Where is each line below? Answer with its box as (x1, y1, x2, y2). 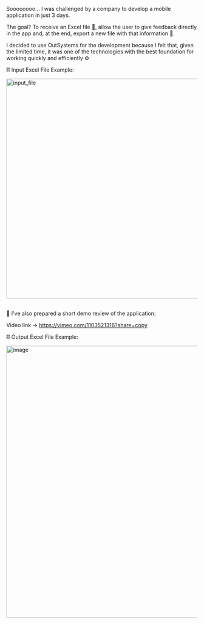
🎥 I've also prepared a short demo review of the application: (6, 310, 156, 317)
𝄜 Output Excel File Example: (6, 333, 78, 341)
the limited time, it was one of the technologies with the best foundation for (6, 48, 194, 55)
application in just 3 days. (6, 12, 70, 19)
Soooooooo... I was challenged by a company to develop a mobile (6, 5, 171, 12)
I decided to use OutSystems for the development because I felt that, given (6, 42, 194, 49)
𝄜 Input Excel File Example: (6, 66, 74, 73)
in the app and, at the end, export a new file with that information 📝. (6, 30, 175, 37)
